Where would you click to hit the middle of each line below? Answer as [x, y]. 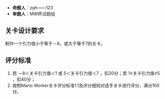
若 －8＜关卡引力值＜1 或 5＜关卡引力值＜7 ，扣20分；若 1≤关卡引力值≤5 [86, 73]
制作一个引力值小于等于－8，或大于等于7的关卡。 [55, 43]
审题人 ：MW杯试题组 [34, 14]
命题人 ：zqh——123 [33, 8]
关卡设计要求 [25, 31]
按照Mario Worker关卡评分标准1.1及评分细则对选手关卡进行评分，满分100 [86, 85]
